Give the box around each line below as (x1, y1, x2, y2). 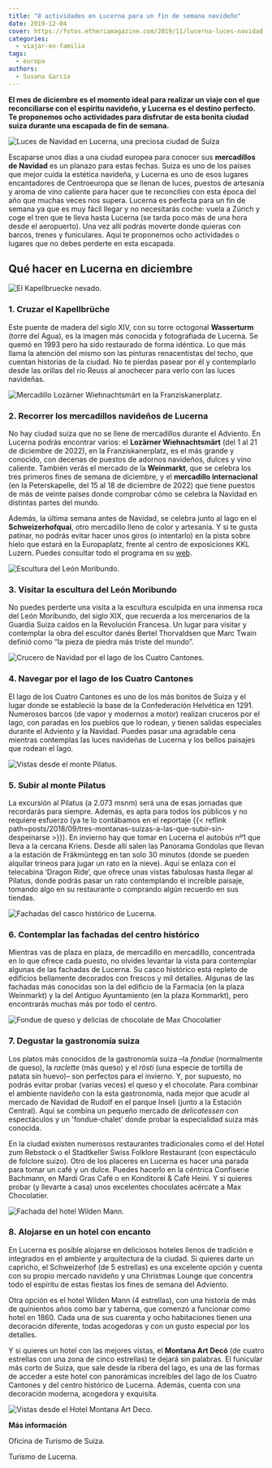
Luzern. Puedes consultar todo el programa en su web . (8, 548, 192, 558)
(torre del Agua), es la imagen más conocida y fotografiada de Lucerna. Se (8, 331, 258, 341)
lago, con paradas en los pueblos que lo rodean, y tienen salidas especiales (8, 717, 262, 727)
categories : (8, 34, 49, 43)
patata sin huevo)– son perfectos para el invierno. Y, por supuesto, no (8, 1071, 242, 1081)
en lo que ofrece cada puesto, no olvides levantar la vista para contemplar (8, 956, 257, 966)
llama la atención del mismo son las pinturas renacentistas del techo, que (8, 348, 253, 358)
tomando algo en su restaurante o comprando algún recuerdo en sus (8, 884, 239, 894)
